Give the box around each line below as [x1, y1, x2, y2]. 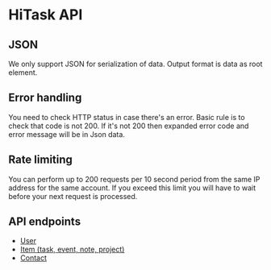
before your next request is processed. [8, 191, 138, 201]
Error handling [8, 91, 82, 105]
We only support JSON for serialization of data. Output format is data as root [8, 59, 263, 69]
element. [8, 68, 38, 77]
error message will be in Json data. [8, 129, 125, 139]
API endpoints [8, 215, 81, 229]
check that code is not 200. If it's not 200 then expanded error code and [8, 121, 249, 131]
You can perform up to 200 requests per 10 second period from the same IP [8, 174, 261, 184]
